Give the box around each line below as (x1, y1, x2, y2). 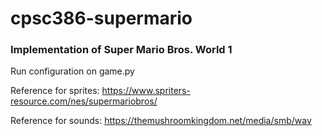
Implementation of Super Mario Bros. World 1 (10, 43, 233, 57)
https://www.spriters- (101, 85, 191, 97)
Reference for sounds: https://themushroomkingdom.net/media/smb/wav (10, 115, 312, 127)
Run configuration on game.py (10, 65, 135, 77)
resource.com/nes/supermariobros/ (10, 95, 158, 107)
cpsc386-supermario (10, 7, 193, 30)
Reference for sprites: (10, 85, 100, 97)
